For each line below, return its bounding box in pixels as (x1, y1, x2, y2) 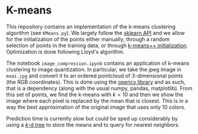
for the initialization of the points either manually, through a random (6, 35, 170, 43)
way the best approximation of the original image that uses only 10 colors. (6, 103, 186, 110)
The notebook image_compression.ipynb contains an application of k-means (6, 60, 190, 67)
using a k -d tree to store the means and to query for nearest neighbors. (6, 121, 180, 128)
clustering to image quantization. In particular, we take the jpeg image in (6, 66, 182, 73)
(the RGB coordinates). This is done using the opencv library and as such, (6, 78, 186, 86)
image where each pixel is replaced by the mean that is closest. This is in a (6, 97, 188, 104)
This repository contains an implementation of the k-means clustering (6, 23, 176, 30)
